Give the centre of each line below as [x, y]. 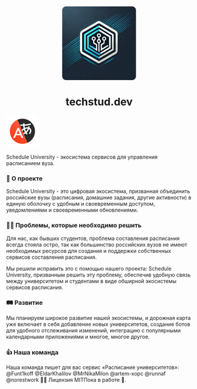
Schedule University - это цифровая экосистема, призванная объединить [98, 192]
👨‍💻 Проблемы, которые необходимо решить [74, 225]
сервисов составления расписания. [52, 257]
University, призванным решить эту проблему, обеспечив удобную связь [98, 275]
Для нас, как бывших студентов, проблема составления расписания [93, 238]
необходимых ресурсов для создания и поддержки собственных [89, 250]
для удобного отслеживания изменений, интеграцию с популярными [93, 330]
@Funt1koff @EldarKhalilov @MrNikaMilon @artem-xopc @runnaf [86, 374]
